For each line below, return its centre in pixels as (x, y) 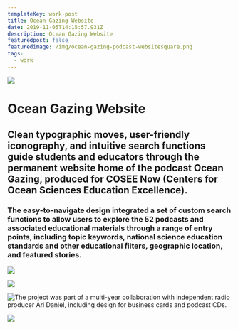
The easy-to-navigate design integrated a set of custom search (119, 210)
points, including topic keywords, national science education (115, 237)
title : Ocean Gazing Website (51, 21)
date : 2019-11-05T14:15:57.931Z (55, 27)
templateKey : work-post (43, 14)
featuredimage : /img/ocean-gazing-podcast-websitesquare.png (100, 47)
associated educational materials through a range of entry (110, 228)
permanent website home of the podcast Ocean (116, 168)
